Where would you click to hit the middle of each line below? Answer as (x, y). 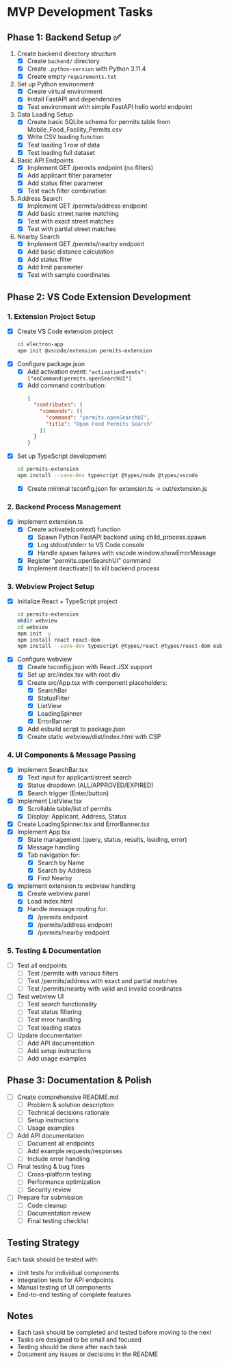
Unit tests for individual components (68, 1272)
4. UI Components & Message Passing (72, 755)
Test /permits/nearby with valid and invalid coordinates (105, 989)
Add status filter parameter (65, 183)
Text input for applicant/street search (79, 777)
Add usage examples (57, 1058)
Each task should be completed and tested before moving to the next (114, 1332)
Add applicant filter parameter (69, 175)
